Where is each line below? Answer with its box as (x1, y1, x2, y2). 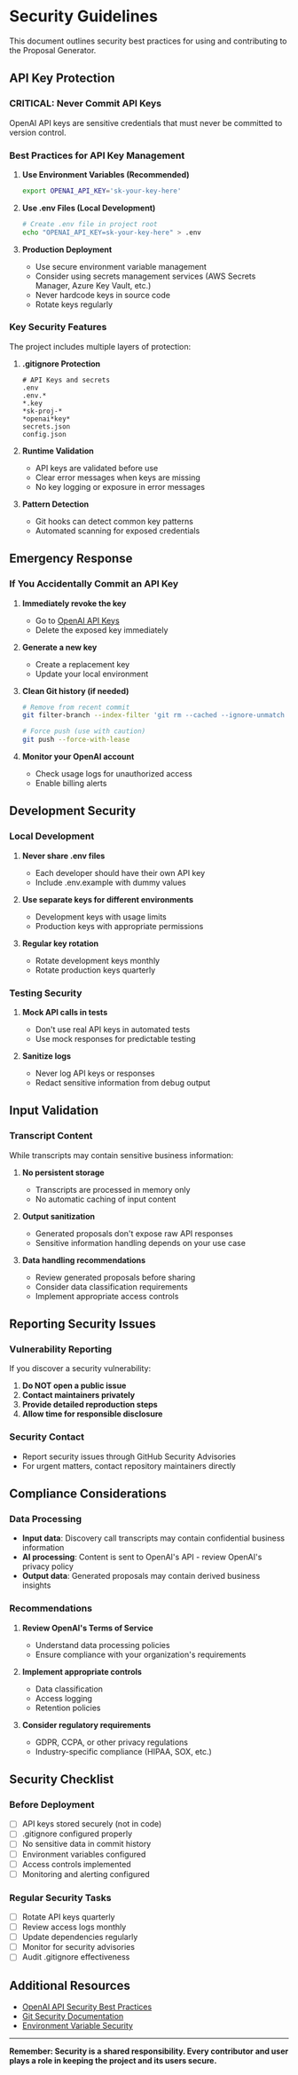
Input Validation (9, 1103, 99, 1118)
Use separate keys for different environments (21, 894, 193, 904)
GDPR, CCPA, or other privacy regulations (35, 1737, 189, 1748)
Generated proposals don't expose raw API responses (35, 1227, 233, 1239)
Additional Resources (9, 1977, 130, 1993)
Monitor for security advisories (21, 1942, 136, 1953)
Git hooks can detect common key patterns (35, 516, 193, 526)
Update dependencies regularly (21, 1932, 138, 1943)
